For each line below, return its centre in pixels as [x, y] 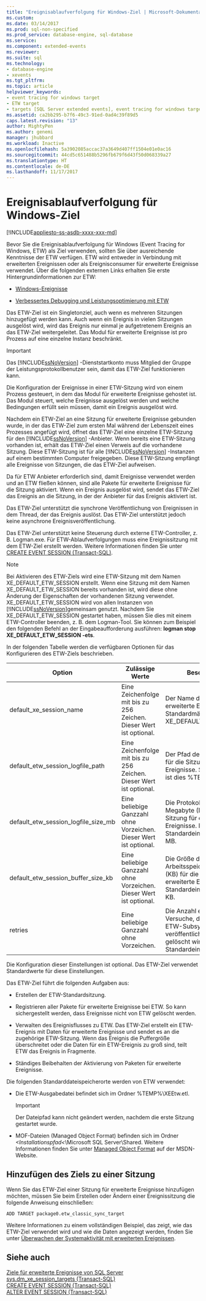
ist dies [175, 778]
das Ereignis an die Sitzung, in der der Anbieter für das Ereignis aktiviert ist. [102, 496]
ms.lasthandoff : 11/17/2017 [42, 172]
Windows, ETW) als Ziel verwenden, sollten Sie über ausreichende [90, 251]
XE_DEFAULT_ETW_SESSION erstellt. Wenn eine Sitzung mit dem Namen [98, 583]
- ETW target [23, 103]
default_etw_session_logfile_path [57, 766]
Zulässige [140, 669]
